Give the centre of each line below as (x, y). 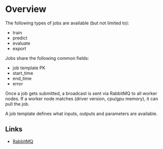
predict (20, 38)
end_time (22, 78)
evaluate (21, 43)
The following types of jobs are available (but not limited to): (67, 23)
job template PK (29, 68)
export (19, 48)
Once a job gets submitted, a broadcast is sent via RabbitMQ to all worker (81, 93)
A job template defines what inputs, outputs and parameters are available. (81, 114)
